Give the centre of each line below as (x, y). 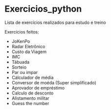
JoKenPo (21, 41)
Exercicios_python (43, 9)
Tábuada (21, 62)
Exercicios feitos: (22, 32)
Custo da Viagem (29, 52)
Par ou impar (24, 72)
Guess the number (30, 103)
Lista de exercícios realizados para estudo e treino (55, 22)
